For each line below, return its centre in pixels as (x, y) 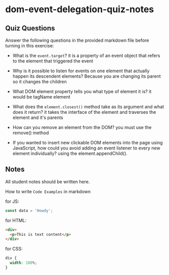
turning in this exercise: (30, 46)
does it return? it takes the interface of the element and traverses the (84, 112)
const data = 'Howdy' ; (29, 210)
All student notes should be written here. (48, 181)
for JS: (12, 201)
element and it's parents (38, 117)
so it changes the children (39, 82)
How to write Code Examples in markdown (48, 191)
